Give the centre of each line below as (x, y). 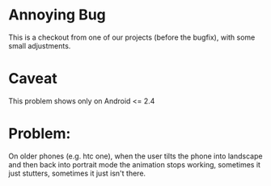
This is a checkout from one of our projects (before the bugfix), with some (132, 37)
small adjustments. (40, 45)
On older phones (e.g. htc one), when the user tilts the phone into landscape (135, 156)
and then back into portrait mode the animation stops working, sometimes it (135, 164)
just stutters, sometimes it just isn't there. (77, 173)
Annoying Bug (57, 15)
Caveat (33, 79)
